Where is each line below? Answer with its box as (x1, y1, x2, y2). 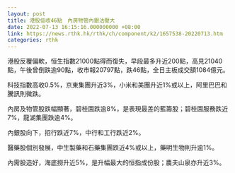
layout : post (7, 10, 46, 18)
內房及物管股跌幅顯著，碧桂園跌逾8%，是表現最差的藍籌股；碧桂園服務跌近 (7, 105, 229, 113)
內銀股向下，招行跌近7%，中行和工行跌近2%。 (7, 129, 145, 137)
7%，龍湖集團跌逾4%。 (7, 114, 77, 122)
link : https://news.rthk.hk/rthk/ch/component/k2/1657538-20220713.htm (7, 30, 223, 37)
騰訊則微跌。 (7, 90, 45, 98)
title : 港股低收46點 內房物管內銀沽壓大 (7, 17, 115, 24)
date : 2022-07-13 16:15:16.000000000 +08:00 (7, 23, 141, 30)
